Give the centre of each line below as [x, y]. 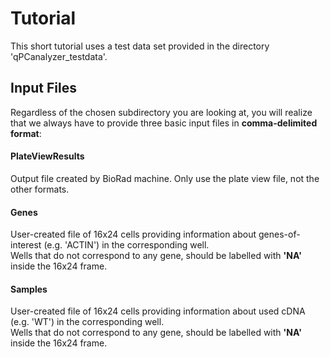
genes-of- [279, 234]
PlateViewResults [47, 156]
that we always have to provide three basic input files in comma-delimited [164, 123]
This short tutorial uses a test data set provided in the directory [140, 46]
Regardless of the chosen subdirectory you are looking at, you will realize [161, 112]
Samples [29, 289]
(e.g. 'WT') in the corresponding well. [87, 322]
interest [26, 245]
